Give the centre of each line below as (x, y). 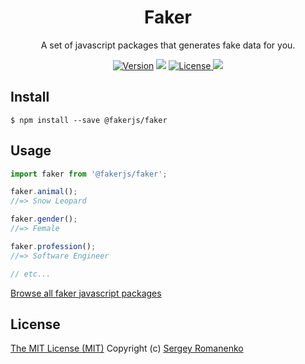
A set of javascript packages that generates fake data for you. (168, 45)
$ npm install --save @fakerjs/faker (89, 120)
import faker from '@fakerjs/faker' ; (89, 174)
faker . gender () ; (44, 219)
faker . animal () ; (44, 192)
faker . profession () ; (53, 246)
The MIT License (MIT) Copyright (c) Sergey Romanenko (127, 348)
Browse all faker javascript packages (86, 293)
